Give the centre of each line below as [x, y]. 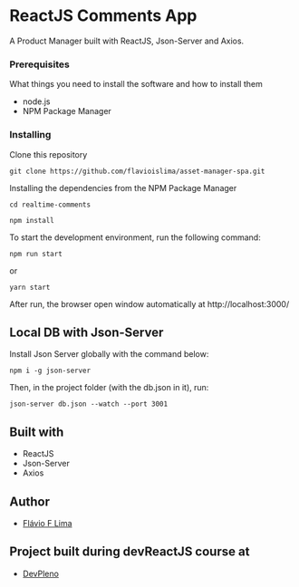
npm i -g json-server [50, 371]
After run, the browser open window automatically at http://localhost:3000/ [149, 303]
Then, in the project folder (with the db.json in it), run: [109, 388]
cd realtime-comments [50, 205]
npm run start [36, 254]
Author [29, 501]
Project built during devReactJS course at [130, 552]
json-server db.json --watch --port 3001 [89, 404]
